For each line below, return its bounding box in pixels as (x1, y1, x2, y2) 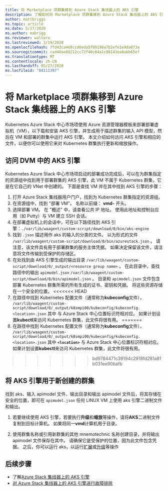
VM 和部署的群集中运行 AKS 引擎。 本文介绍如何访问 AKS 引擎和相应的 (14, 134, 161, 140)
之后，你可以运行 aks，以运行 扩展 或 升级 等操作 (22, 443, 119, 450)
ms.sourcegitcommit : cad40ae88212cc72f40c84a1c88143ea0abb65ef (5, 49, 140, 54)
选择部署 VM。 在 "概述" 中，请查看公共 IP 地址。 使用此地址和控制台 (12, 207, 155, 213)
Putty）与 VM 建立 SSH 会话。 (26, 213, 89, 219)
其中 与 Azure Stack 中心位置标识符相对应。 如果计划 (47, 310, 156, 317)
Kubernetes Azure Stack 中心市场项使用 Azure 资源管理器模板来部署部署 (5, 121, 154, 127)
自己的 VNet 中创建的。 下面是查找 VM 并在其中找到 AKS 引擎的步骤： (18, 183, 162, 189)
